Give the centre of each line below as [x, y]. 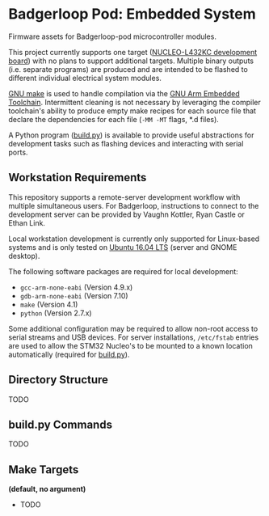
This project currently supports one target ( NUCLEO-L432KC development [133, 52]
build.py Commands [61, 424]
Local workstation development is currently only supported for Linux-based [134, 239]
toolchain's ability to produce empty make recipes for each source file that [132, 111]
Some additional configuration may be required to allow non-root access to [133, 328]
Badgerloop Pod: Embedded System [132, 14]
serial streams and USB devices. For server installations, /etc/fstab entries [134, 337]
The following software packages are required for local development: [123, 271]
